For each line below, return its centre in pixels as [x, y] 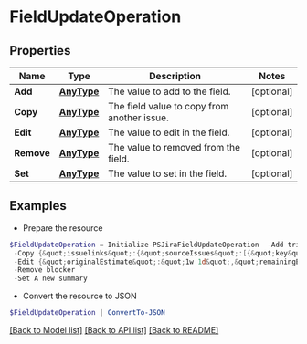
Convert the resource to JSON [79, 296]
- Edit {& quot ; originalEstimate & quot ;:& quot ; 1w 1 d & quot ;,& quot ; [136, 262]
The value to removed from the [174, 147]
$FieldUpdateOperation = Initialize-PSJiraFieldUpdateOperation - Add [147, 245]
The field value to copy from [169, 106]
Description [175, 76]
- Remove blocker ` [48, 270]
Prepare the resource [63, 228]
